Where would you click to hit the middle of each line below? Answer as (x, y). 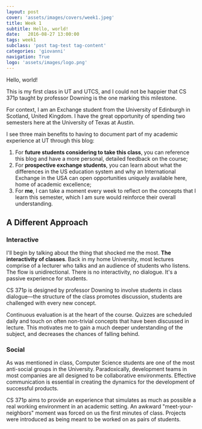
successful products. (33, 389)
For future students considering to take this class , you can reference (102, 152)
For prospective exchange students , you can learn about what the (98, 165)
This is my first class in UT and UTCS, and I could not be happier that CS (96, 91)
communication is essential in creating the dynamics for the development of (100, 382)
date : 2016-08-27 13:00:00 (43, 34)
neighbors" (20, 413)
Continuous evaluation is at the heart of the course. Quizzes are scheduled (99, 315)
